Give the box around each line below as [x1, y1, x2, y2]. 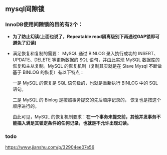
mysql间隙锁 [5, 5, 45, 14]
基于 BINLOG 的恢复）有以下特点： [12, 69, 84, 75]
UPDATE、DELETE [12, 57, 51, 63]
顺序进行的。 [12, 103, 39, 109]
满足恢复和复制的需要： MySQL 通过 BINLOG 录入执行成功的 [12, 50, 137, 56]
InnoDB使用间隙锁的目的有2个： [5, 21, 83, 28]
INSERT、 [137, 50, 158, 56]
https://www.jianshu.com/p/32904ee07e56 [5, 144, 95, 150]
